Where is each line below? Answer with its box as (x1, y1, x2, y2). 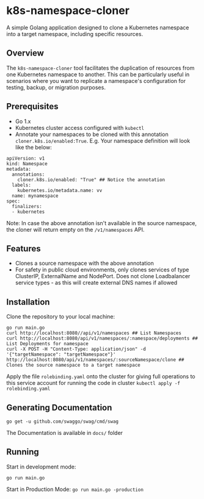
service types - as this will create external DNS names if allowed (15, 279, 178, 287)
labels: (12, 182, 32, 188)
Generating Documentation (6, 402, 112, 412)
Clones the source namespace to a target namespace (6, 362, 140, 368)
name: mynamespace (12, 193, 59, 199)
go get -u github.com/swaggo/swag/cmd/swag (6, 418, 119, 425)
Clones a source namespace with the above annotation (15, 260, 154, 267)
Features (6, 243, 41, 254)
